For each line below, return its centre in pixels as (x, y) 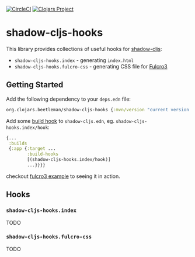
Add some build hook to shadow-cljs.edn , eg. (60, 121)
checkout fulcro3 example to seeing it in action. (63, 176)
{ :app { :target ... (32, 149)
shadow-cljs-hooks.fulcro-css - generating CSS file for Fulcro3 (91, 66)
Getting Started (35, 85)
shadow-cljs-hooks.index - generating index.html (74, 60)
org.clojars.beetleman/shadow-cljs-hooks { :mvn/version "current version (98, 109)
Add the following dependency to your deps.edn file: (69, 99)
